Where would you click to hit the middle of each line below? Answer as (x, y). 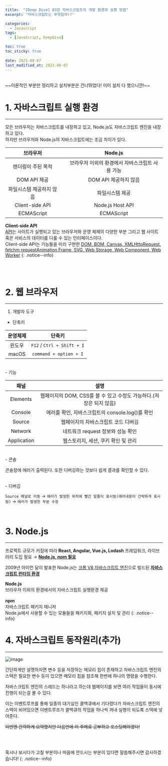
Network (21, 431)
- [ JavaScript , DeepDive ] (37, 38)
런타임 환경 (29, 574)
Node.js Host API (114, 205)
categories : (17, 24)
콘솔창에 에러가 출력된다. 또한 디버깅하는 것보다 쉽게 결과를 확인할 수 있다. (77, 470)
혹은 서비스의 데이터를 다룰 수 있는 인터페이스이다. (54, 238)
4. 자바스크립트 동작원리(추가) (63, 640)
